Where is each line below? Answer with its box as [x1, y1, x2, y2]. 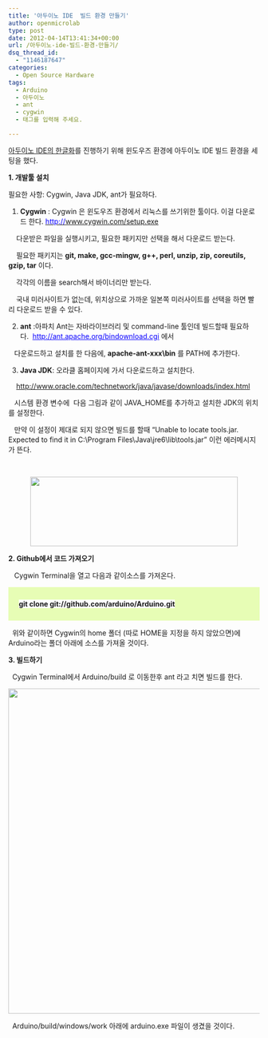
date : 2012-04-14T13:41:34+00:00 [8, 34, 120, 42]
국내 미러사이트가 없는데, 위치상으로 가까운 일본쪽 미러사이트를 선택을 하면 [15, 294, 246, 304]
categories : [8, 64, 48, 72]
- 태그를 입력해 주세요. [15, 116, 83, 124]
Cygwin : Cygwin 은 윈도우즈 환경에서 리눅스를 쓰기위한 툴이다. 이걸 [19, 206, 235, 216]
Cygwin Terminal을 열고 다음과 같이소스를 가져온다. [14, 571, 176, 580]
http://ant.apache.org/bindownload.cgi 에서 [32, 331, 175, 340]
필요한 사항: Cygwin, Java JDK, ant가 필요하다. [8, 189, 157, 199]
